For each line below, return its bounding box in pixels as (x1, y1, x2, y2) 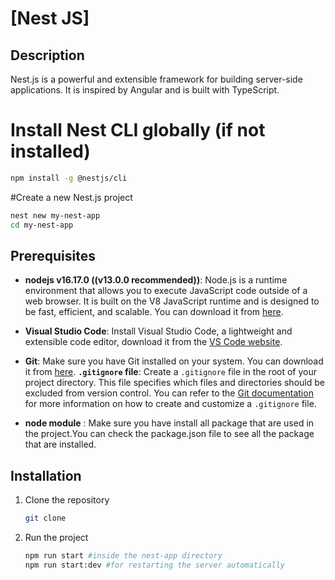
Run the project (24, 532, 89, 544)
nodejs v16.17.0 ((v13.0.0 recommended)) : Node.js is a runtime (24, 274, 288, 286)
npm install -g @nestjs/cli (10, 173, 128, 183)
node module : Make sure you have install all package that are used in (24, 417, 315, 429)
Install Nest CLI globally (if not (10, 119, 266, 142)
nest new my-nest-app (10, 210, 101, 221)
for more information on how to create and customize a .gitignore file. (24, 398, 317, 410)
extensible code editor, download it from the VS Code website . (24, 336, 283, 348)
